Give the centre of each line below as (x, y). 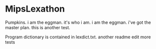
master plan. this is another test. (38, 27)
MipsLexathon (35, 9)
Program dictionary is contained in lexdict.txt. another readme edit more (78, 37)
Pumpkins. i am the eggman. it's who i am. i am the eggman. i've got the (78, 22)
